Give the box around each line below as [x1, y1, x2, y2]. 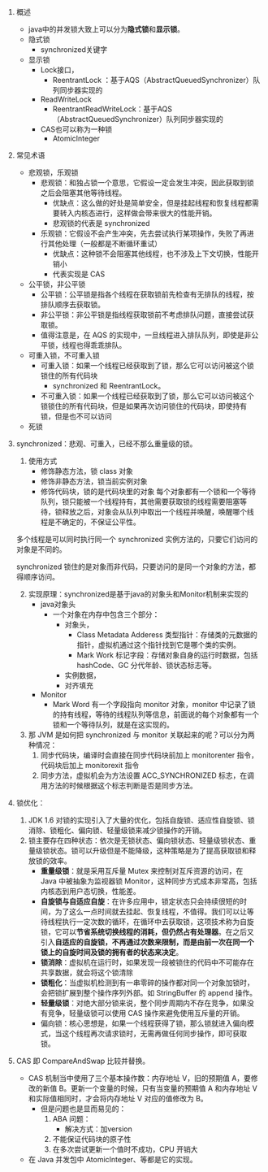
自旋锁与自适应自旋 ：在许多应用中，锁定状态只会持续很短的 [40, 896, 240, 906]
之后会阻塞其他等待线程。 [40, 188, 127, 198]
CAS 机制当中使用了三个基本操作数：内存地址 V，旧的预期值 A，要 [28, 1074, 252, 1083]
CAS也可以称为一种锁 [40, 124, 112, 134]
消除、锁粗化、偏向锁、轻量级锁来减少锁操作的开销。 [28, 826, 207, 835]
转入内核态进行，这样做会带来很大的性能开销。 [59, 208, 217, 218]
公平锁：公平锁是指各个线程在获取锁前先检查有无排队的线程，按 [40, 289, 254, 299]
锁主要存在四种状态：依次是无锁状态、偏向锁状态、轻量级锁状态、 [28, 836, 249, 845]
